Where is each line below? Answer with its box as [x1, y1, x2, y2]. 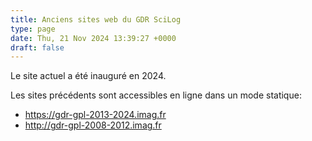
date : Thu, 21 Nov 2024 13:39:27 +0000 [10, 33, 177, 43]
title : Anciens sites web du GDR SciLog [10, 14, 182, 25]
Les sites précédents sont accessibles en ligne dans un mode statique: [10, 89, 302, 101]
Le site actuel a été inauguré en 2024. [10, 70, 167, 82]
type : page [10, 24, 56, 34]
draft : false [10, 42, 65, 53]
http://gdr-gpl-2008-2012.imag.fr [24, 119, 162, 131]
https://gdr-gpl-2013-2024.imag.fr [24, 109, 167, 121]
